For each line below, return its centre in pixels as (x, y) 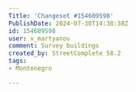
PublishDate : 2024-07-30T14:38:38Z (68, 23)
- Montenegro (30, 69)
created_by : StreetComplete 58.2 (65, 53)
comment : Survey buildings (54, 46)
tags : (17, 61)
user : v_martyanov (39, 38)
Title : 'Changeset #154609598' (61, 16)
